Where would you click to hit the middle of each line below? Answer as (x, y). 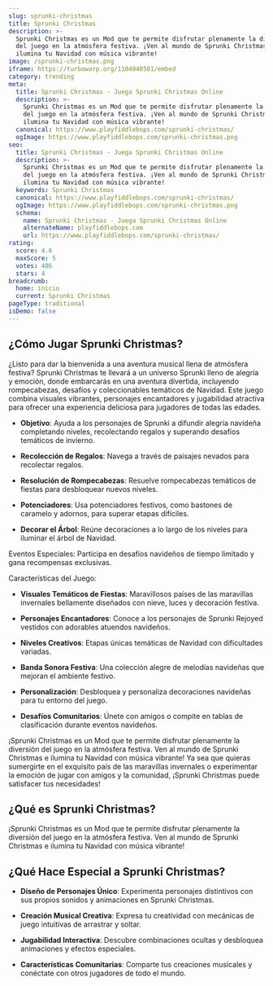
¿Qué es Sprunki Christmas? (82, 809)
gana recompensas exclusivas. (60, 562)
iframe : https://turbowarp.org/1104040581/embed (92, 69)
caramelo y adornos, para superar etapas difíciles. (104, 513)
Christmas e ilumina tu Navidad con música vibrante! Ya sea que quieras (130, 757)
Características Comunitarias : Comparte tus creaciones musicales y (136, 965)
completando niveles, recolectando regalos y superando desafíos (130, 432)
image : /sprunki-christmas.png (61, 62)
